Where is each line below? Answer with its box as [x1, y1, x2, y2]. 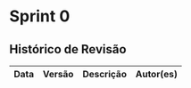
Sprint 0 [9, 6, 71, 27]
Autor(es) [135, 68, 179, 80]
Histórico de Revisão [9, 42, 127, 57]
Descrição [82, 68, 128, 80]
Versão [43, 68, 74, 80]
